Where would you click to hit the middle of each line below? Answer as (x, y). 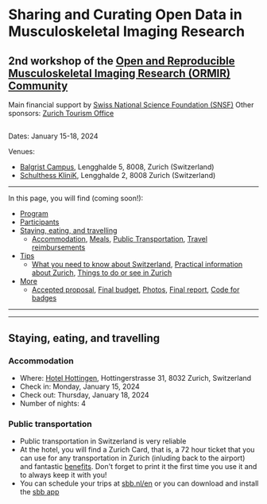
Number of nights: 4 (52, 404)
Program (34, 214)
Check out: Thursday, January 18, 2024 (84, 395)
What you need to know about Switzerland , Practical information (137, 265)
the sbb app (39, 492)
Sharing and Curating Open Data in (125, 15)
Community (38, 85)
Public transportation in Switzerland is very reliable (103, 441)
